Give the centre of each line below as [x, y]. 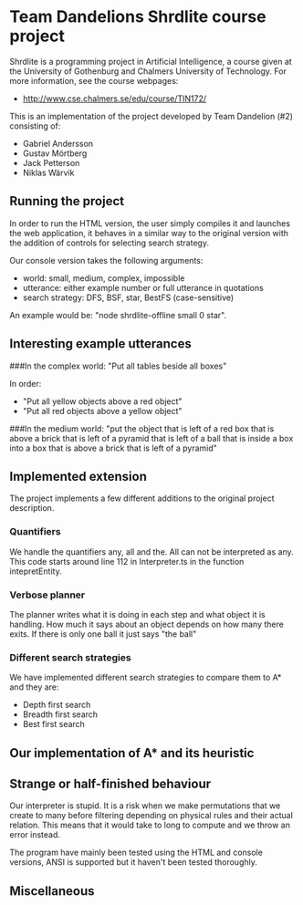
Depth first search [57, 705]
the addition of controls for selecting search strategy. [110, 243]
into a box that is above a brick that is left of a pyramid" [113, 448]
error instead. [35, 835]
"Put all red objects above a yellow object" [102, 411]
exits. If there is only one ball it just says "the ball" [103, 634]
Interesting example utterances [100, 344]
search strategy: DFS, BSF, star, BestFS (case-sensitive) [128, 297]
